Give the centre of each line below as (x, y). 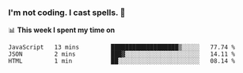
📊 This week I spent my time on (62, 30)
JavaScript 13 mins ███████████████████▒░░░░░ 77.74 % (122, 47)
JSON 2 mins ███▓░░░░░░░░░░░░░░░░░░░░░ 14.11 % (122, 54)
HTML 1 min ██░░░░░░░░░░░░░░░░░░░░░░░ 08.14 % (122, 61)
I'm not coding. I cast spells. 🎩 (67, 13)
